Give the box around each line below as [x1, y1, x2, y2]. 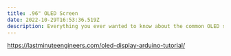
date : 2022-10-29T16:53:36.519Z [7, 16, 100, 23]
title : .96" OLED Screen [7, 10, 78, 17]
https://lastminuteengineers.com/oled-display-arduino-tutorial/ [7, 42, 186, 50]
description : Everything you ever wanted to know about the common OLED [7, 23, 220, 29]
